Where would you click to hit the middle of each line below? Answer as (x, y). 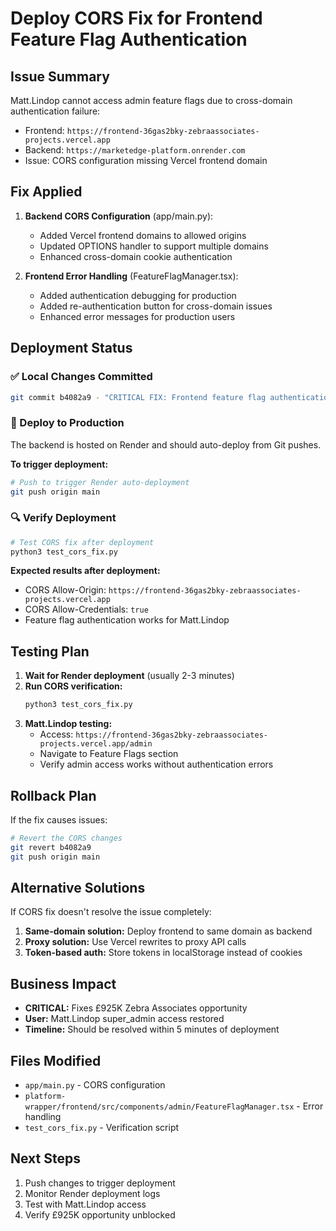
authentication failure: (55, 111)
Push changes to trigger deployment (100, 1183)
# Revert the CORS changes (66, 838)
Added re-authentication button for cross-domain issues (156, 306)
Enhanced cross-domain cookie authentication (136, 256)
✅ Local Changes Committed (81, 377)
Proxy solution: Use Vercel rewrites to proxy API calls (135, 942)
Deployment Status (71, 348)
